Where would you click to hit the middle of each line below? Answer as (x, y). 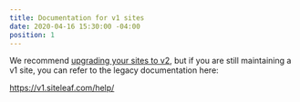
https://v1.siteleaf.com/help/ (62, 88)
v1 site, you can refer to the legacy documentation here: (114, 70)
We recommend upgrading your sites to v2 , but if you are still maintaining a (150, 61)
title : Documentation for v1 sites (77, 18)
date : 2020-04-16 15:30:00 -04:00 (75, 26)
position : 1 (32, 35)
